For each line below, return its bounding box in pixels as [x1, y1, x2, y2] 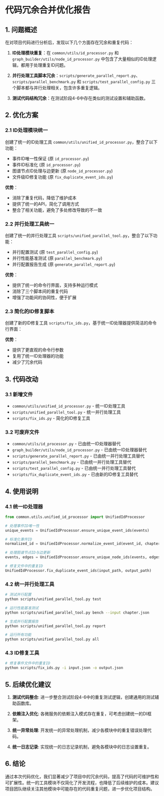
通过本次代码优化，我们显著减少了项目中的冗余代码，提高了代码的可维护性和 [5, 773, 159, 779]
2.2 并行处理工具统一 [5, 220, 55, 227]
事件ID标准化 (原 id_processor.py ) [12, 161, 81, 167]
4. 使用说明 [5, 487, 39, 495]
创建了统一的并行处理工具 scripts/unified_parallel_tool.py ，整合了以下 [5, 232, 154, 238]
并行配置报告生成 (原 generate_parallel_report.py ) [12, 261, 116, 267]
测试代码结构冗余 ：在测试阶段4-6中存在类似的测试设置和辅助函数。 [12, 95, 148, 101]
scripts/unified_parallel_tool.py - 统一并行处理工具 [12, 409, 121, 415]
